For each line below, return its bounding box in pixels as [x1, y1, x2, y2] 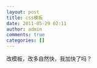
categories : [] [6, 37, 45, 43]
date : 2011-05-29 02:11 [6, 20, 67, 26]
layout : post [6, 9, 40, 15]
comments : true [6, 32, 45, 38]
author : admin [6, 26, 43, 32]
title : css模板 [6, 15, 43, 21]
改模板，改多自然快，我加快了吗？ [6, 55, 92, 62]
